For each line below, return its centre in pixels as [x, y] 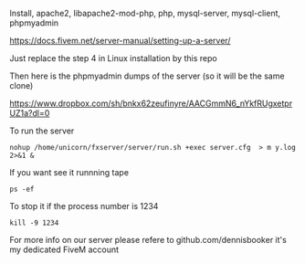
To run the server [42, 131]
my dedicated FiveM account [64, 249]
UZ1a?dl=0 [30, 113]
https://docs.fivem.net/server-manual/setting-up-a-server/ [120, 41]
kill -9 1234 [34, 223]
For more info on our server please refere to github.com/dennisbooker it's [148, 240]
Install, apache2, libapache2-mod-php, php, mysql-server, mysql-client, [145, 13]
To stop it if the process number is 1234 [84, 206]
